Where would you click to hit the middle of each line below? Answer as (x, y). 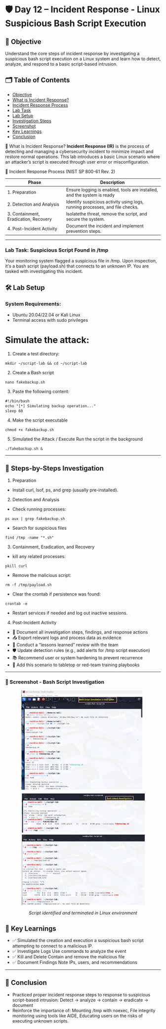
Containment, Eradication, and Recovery (53, 547)
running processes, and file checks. (102, 207)
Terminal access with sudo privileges (50, 320)
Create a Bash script (33, 372)
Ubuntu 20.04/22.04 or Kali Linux (46, 315)
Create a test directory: (36, 353)
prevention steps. (84, 231)
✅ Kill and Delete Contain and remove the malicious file (68, 957)
